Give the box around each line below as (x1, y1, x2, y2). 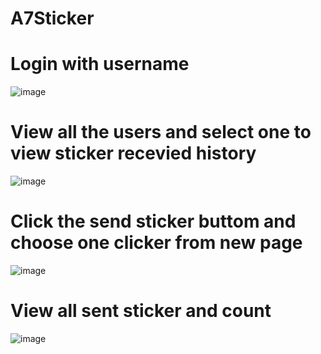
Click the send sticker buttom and (10, 210, 297, 233)
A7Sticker (10, 7, 95, 30)
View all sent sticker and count (10, 300, 272, 322)
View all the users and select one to (10, 121, 312, 144)
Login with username (10, 53, 190, 76)
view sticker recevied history (10, 142, 257, 165)
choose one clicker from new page (10, 232, 303, 254)
